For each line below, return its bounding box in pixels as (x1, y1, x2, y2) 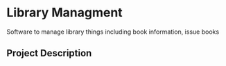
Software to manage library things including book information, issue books (6, 27, 220, 36)
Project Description (6, 47, 92, 59)
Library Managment (6, 5, 123, 21)
